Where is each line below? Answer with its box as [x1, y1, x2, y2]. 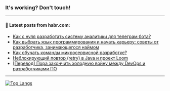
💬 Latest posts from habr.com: [5, 22, 70, 28]
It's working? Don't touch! [5, 4, 71, 11]
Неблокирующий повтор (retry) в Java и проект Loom [12, 55, 128, 61]
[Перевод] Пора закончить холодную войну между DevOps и [12, 60, 146, 66]
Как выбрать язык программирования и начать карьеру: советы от [12, 38, 159, 44]
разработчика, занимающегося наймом [12, 44, 100, 50]
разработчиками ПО [12, 65, 57, 72]
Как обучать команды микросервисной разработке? [12, 50, 127, 56]
